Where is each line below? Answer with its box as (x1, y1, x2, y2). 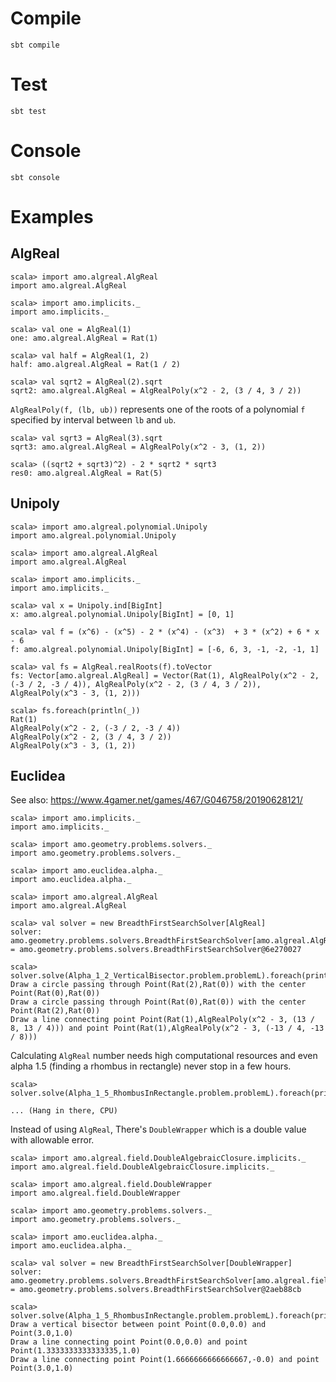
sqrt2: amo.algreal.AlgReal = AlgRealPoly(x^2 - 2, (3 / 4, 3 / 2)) (10, 385, 302, 396)
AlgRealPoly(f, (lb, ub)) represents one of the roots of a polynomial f (10, 403, 306, 415)
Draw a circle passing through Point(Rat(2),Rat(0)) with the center (10, 980, 307, 990)
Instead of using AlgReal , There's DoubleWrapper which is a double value (10, 1123, 307, 1136)
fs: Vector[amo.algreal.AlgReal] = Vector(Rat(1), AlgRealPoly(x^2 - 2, (10, 670, 320, 681)
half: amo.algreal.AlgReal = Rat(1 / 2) (10, 359, 182, 369)
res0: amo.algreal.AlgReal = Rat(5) (10, 468, 163, 478)
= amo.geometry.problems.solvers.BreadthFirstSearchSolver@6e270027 (10, 945, 302, 955)
